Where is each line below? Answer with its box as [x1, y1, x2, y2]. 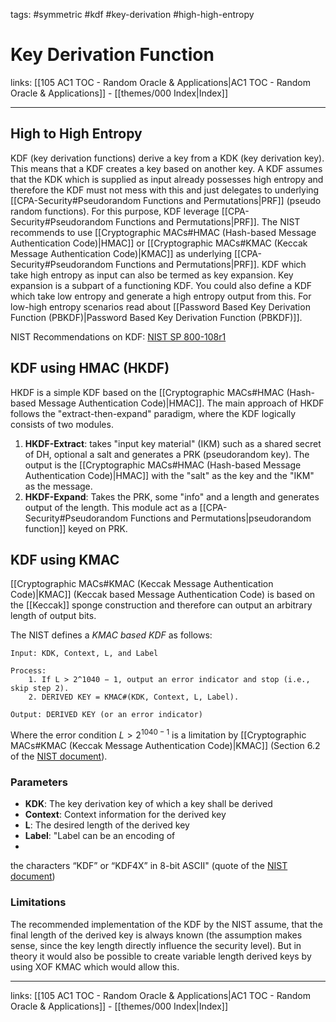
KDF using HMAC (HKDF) [10, 360, 170, 377]
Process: [10, 666, 47, 676]
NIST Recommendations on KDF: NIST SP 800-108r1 [10, 330, 227, 343]
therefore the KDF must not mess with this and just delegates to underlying [10, 184, 320, 196]
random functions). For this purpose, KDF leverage [10, 205, 220, 217]
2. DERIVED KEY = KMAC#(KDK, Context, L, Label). [28, 692, 240, 703]
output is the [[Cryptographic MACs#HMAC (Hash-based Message [24, 459, 302, 471]
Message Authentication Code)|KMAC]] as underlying [10, 247, 233, 259]
